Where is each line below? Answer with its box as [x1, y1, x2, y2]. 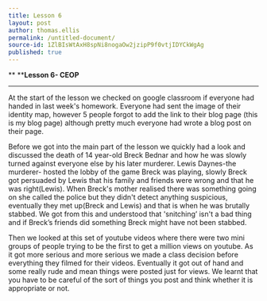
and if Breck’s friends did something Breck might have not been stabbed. [8, 218, 247, 227]
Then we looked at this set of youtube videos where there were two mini [8, 233, 245, 242]
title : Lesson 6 [8, 11, 62, 20]
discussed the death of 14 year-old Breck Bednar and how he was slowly [8, 150, 247, 159]
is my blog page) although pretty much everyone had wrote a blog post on [8, 118, 252, 128]
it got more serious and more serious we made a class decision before [8, 250, 238, 259]
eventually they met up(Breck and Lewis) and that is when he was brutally [8, 201, 250, 210]
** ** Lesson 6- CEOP [8, 70, 79, 79]
